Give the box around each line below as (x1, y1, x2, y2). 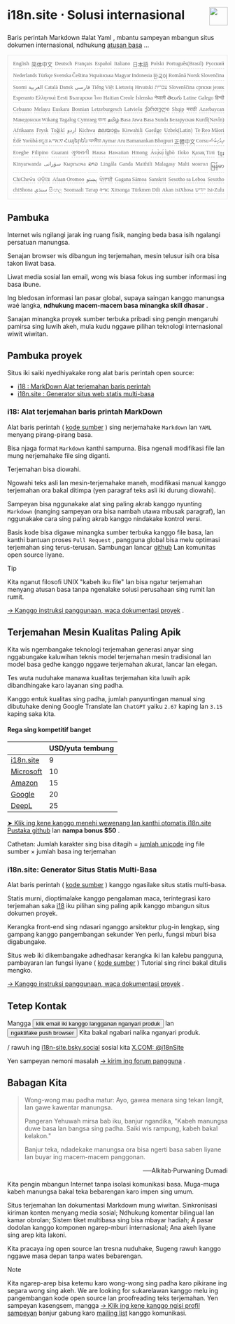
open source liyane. (7, 550, 64, 559)
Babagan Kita (7, 1077, 68, 1089)
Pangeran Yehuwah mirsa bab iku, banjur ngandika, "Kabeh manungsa (24, 1116, 228, 1125)
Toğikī (50, 126, 65, 133)
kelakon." (24, 1131, 52, 1140)
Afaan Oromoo (52, 175, 85, 182)
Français (74, 60, 93, 67)
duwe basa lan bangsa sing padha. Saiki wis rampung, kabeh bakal (24, 1124, 218, 1133)
